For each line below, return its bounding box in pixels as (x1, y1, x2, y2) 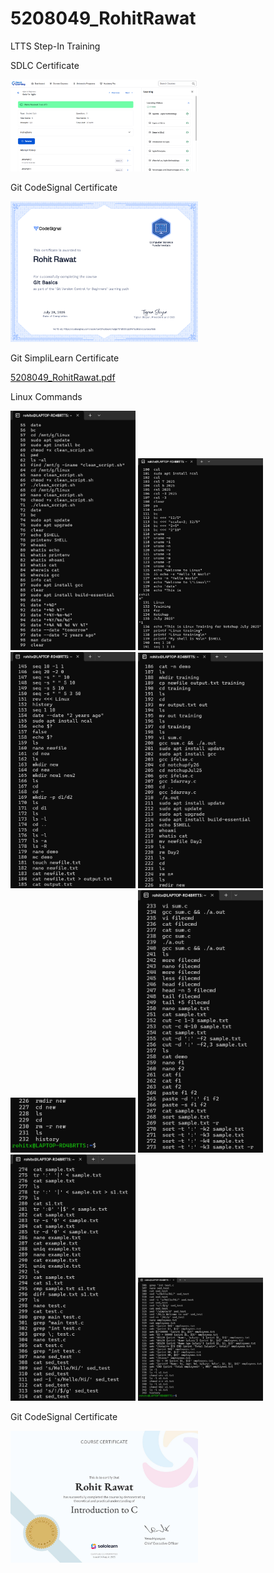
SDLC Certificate (10, 59, 80, 71)
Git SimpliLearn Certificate (10, 352, 120, 364)
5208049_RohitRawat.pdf (10, 372, 116, 384)
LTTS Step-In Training (10, 40, 101, 52)
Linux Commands (10, 391, 83, 403)
